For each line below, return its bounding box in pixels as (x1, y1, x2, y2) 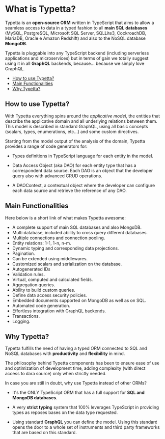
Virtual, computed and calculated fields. (12, 276, 93, 282)
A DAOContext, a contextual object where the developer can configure (12, 182, 155, 188)
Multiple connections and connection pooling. (12, 235, 105, 241)
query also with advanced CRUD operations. (12, 173, 102, 179)
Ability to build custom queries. (12, 287, 75, 293)
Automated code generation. (12, 302, 70, 308)
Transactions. (12, 313, 40, 319)
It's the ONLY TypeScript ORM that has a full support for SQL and (12, 389, 145, 396)
